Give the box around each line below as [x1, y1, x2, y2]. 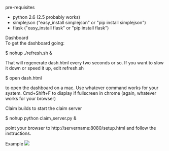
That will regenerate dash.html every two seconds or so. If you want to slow [5, 60, 164, 65]
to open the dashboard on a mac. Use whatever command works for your [5, 85, 159, 91]
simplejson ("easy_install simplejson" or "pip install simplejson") [12, 20, 146, 25]
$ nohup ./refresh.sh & [5, 50, 52, 56]
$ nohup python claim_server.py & [5, 115, 77, 121]
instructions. [5, 130, 31, 136]
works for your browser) [5, 96, 56, 101]
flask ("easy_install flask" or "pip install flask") [12, 25, 109, 31]
